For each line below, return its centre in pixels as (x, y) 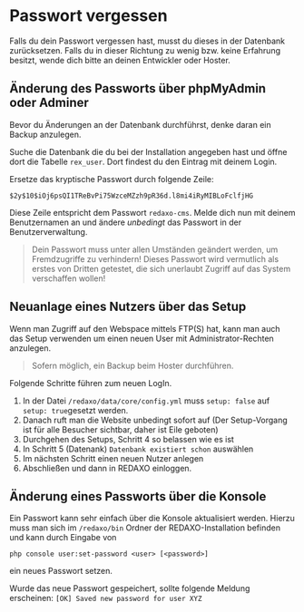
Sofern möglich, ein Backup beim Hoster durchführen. (132, 365)
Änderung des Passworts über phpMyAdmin (137, 88)
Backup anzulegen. (45, 134)
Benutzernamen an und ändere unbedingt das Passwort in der (126, 222)
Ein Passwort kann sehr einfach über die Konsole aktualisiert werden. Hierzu (152, 519)
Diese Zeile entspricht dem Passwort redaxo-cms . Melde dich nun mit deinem (152, 212)
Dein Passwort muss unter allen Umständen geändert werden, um (155, 249)
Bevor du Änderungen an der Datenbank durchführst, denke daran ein (140, 124)
